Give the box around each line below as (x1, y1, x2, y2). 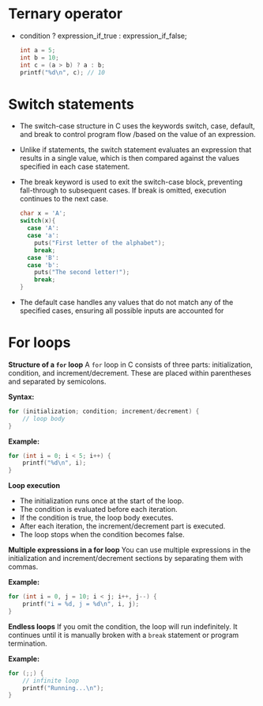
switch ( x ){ (19, 217, 56, 225)
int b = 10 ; (19, 53, 59, 62)
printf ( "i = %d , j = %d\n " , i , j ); (22, 600, 140, 609)
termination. (8, 639, 47, 648)
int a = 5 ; (19, 46, 56, 54)
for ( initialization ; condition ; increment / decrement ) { (8, 407, 200, 415)
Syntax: (8, 391, 35, 401)
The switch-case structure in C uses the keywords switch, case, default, (19, 121, 255, 131)
